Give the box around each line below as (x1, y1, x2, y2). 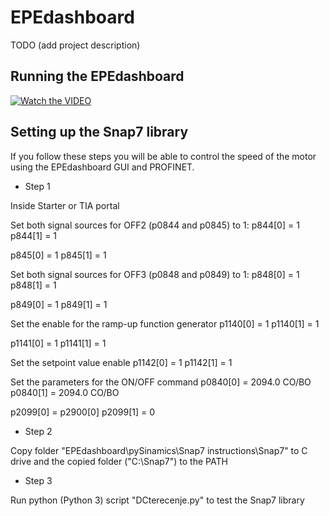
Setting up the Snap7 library (10, 124, 189, 141)
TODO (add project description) (10, 39, 141, 51)
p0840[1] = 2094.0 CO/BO (10, 386, 120, 398)
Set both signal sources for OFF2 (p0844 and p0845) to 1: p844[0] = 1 (10, 219, 300, 231)
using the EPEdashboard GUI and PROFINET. (10, 161, 195, 173)
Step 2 (24, 425, 53, 437)
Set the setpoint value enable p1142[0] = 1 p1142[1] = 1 (10, 356, 233, 368)
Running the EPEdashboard (10, 68, 185, 85)
